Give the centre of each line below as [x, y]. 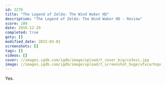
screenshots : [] [22, 46]
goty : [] [14, 37]
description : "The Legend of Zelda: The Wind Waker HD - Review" [74, 19]
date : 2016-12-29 [23, 28]
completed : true [22, 32]
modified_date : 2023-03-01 [33, 42]
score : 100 [16, 23]
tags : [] [14, 51]
